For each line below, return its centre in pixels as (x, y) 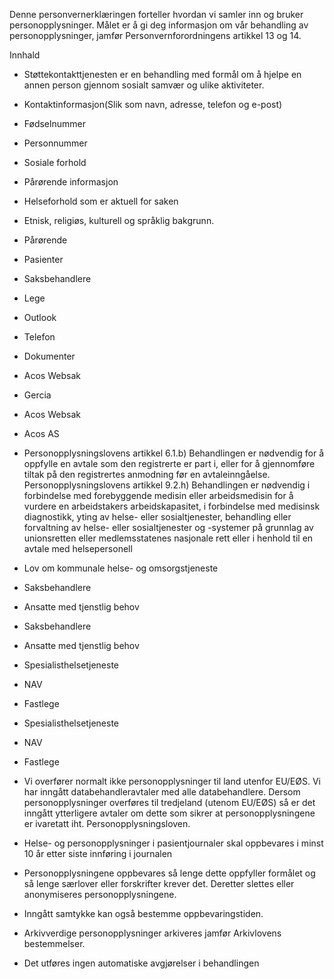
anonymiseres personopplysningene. (100, 894)
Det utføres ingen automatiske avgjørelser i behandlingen (141, 963)
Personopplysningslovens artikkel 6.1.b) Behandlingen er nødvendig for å (174, 453)
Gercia (37, 395)
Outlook (40, 317)
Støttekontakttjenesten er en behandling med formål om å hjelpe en (162, 74)
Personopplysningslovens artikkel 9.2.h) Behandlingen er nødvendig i (167, 485)
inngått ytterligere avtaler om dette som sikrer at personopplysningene (169, 813)
